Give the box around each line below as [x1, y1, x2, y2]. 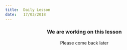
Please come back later [60, 39, 109, 45]
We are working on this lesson [47, 28, 122, 35]
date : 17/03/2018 [5, 12, 46, 17]
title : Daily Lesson [5, 7, 51, 12]
